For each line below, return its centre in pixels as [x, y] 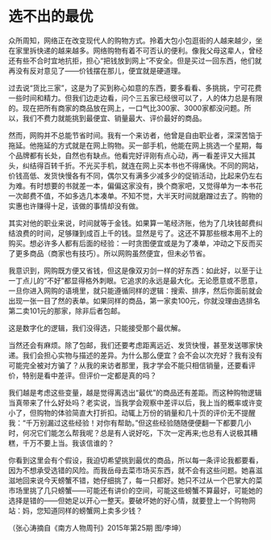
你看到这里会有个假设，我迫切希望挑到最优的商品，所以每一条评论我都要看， [135, 460]
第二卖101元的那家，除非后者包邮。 [67, 311]
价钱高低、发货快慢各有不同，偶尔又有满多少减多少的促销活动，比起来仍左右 [135, 175]
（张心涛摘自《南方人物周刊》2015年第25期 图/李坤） [97, 527]
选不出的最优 [51, 17]
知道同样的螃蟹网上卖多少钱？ [93, 510]
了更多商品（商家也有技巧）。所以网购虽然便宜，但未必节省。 [109, 253]
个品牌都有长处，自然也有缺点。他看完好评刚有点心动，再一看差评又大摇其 [132, 155]
